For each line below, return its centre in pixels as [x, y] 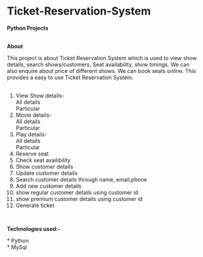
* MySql [17, 247]
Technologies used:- [34, 228]
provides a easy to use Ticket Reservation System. [70, 77]
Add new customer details [48, 186]
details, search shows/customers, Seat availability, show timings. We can [98, 64]
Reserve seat [32, 154]
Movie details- [34, 115]
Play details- [31, 134]
